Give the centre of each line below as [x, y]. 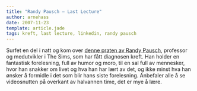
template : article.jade [36, 28]
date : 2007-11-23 [28, 22]
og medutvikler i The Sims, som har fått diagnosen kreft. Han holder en [93, 57]
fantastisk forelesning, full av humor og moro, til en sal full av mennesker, [96, 63]
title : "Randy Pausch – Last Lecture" [54, 12]
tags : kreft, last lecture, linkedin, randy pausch [71, 34]
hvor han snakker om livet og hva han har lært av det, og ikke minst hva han [99, 69]
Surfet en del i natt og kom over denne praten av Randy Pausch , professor [97, 50]
